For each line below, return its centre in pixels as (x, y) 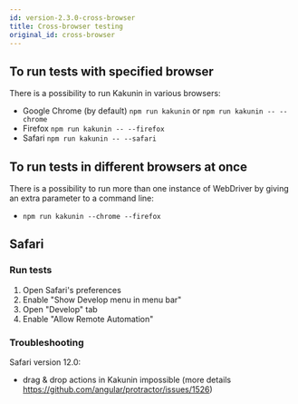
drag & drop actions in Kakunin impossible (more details (127, 379)
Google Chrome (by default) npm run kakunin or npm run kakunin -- (149, 111)
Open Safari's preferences (72, 290)
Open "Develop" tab (60, 309)
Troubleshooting (47, 342)
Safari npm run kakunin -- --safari (89, 138)
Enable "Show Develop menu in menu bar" (102, 300)
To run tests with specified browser (112, 71)
